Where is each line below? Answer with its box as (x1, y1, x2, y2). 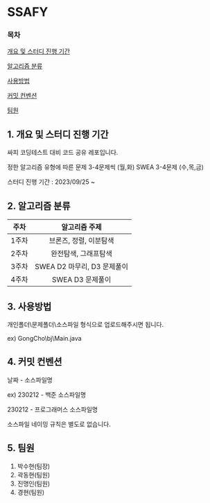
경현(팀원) (17, 488, 45, 496)
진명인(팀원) (17, 479, 51, 488)
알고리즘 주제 (61, 223, 102, 232)
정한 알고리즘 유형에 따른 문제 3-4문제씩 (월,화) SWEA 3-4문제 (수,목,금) (7, 163, 204, 171)
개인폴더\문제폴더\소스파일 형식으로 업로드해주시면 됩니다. (7, 320, 164, 328)
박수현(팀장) (17, 462, 51, 470)
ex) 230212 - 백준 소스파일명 (7, 390, 87, 399)
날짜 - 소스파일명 (7, 375, 53, 384)
